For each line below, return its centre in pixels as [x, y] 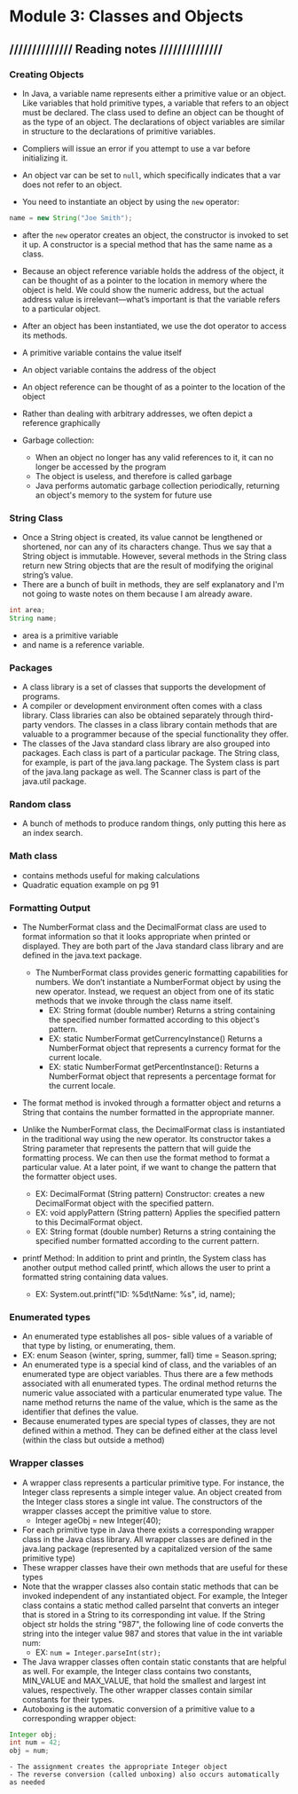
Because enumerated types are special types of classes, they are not [149, 1421]
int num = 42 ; [35, 1743]
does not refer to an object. [72, 185]
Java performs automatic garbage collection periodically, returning [157, 485]
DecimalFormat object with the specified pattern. [125, 1203]
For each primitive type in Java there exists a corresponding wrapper [148, 1530]
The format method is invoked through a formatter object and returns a [151, 1103]
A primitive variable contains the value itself [102, 352]
